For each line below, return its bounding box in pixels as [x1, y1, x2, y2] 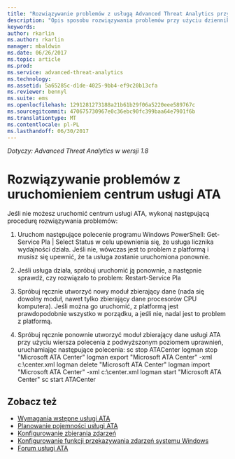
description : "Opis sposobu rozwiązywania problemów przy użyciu [7, 17, 201, 24]
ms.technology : [7, 75, 52, 83]
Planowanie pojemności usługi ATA [17, 422, 118, 430]
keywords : [7, 23, 36, 30]
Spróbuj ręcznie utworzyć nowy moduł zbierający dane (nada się [17, 287, 205, 296]
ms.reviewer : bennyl [7, 88, 68, 95]
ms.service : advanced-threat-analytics [7, 69, 124, 76]
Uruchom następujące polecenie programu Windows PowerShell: [17, 231, 206, 239]
